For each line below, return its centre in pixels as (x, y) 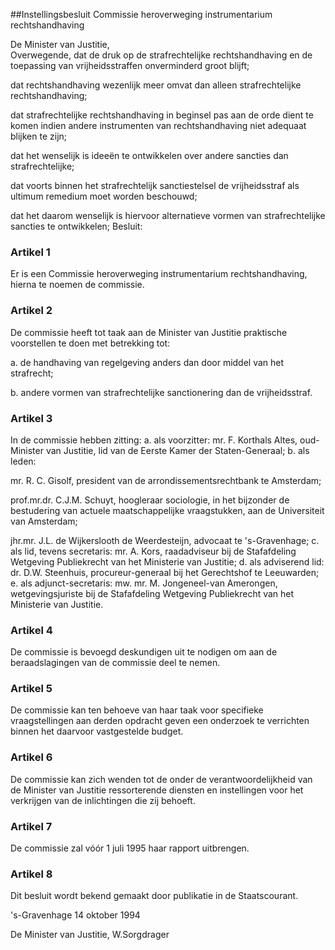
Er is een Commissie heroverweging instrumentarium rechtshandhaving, (159, 274)
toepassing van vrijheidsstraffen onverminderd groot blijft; (130, 65)
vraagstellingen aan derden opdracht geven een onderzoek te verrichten (160, 721)
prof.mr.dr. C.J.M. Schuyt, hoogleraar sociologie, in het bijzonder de (150, 500)
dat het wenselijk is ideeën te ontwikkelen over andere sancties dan (149, 155)
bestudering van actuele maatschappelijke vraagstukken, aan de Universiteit (167, 510)
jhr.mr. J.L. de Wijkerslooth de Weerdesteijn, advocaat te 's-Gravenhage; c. (165, 540)
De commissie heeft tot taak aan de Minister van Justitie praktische (149, 332)
